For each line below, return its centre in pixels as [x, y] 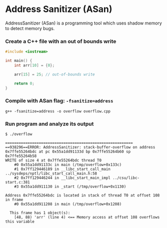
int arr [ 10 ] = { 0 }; [34, 65]
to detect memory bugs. [30, 28]
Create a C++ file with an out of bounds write [61, 41]
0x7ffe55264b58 [21, 156]
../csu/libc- [126, 178]
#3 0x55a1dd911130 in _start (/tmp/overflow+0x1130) [70, 187]
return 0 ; [24, 83]
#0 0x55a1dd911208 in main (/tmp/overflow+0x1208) [68, 204]
